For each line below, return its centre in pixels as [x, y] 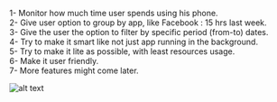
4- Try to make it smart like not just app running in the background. [134, 42]
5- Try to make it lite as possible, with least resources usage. [122, 51]
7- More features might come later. [74, 70]
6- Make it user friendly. [54, 61]
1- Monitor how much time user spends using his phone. [114, 13]
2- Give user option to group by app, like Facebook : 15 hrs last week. [138, 23]
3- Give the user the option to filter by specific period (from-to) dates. [139, 32]
